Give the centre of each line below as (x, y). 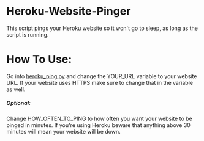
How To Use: (39, 60)
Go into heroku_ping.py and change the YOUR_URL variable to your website (102, 76)
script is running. (28, 34)
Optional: (19, 103)
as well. (16, 89)
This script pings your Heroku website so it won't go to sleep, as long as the (102, 28)
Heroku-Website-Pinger (69, 11)
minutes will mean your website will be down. (63, 131)
